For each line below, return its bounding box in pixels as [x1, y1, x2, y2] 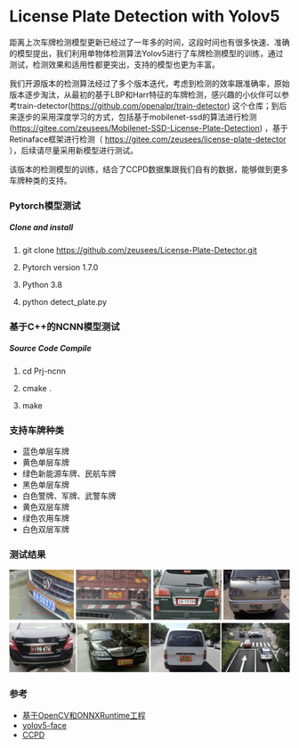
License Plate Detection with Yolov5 [9, 6, 280, 27]
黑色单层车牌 [21, 480, 69, 490]
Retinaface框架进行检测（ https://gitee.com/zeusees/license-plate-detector [9, 134, 287, 144]
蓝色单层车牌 [21, 446, 69, 456]
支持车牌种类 [9, 423, 65, 436]
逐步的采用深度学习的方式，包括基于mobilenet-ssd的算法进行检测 [16, 111, 257, 122]
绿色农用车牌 [21, 513, 69, 523]
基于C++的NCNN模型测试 [9, 320, 120, 333]
